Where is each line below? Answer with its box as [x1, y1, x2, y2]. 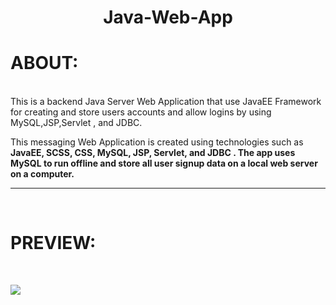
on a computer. [10, 168, 75, 180]
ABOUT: [10, 52, 79, 75]
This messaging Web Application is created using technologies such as [10, 136, 304, 148]
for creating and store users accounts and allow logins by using [10, 106, 272, 118]
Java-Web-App [103, 6, 233, 29]
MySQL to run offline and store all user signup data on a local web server [10, 157, 318, 170]
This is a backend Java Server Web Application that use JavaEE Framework [10, 96, 322, 108]
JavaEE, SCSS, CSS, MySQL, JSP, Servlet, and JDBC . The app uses [10, 147, 296, 159]
